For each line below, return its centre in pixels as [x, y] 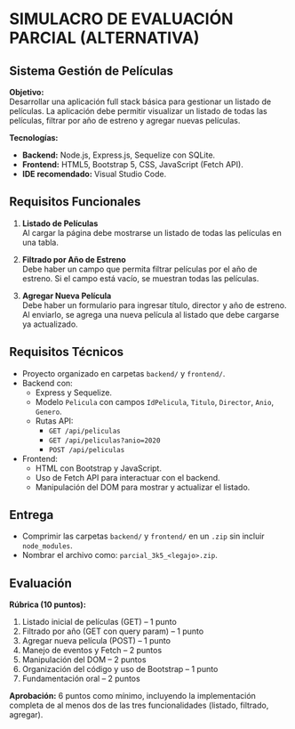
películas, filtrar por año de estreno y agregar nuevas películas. [125, 121]
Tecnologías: [34, 138]
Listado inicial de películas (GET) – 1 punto [100, 622]
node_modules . [47, 546]
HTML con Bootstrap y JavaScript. [99, 468]
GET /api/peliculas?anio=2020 [104, 441]
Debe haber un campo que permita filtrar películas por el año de [140, 269]
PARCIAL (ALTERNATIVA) [104, 38]
